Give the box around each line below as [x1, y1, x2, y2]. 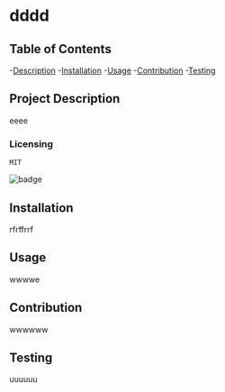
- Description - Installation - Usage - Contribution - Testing [9, 65, 216, 76]
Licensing [9, 137, 54, 150]
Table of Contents [9, 41, 112, 57]
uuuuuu [9, 374, 38, 385]
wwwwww [9, 324, 49, 334]
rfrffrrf [9, 223, 34, 234]
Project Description [9, 91, 121, 106]
